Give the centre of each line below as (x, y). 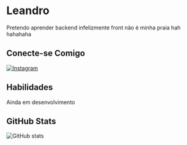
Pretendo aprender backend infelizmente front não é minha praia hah (93, 28)
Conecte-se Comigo (46, 54)
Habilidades (30, 87)
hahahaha (19, 34)
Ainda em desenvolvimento (41, 102)
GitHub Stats (31, 121)
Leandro (28, 11)
